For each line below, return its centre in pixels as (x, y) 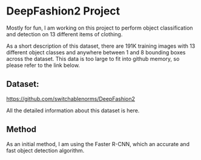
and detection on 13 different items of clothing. (64, 34)
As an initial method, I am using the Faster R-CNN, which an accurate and (98, 144)
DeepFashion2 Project (63, 11)
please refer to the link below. (43, 65)
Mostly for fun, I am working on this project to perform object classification (100, 28)
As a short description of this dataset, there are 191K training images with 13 (101, 46)
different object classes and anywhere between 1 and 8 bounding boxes (96, 52)
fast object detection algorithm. (45, 150)
